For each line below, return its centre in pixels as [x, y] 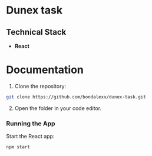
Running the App [31, 123]
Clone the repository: [40, 86]
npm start [18, 147]
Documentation [45, 70]
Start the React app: [30, 137]
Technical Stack [36, 32]
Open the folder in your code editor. [58, 108]
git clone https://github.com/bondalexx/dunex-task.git [76, 97]
